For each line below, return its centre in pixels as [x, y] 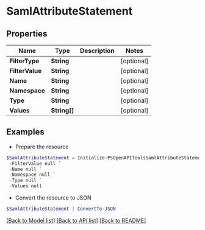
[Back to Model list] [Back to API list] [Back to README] [76, 220]
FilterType [24, 61]
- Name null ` [26, 169]
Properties [27, 34]
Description [97, 51]
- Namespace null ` [32, 175]
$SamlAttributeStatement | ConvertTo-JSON [61, 209]
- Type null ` [26, 181]
